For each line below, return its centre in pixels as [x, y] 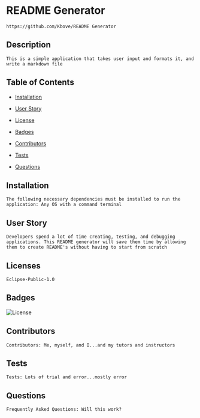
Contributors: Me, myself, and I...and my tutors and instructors [91, 345]
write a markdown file [34, 64]
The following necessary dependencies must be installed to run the [93, 199]
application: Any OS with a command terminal [64, 205]
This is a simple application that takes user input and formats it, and [100, 59]
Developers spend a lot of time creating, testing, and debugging [91, 237]
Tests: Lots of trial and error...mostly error [67, 377]
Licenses [23, 266]
